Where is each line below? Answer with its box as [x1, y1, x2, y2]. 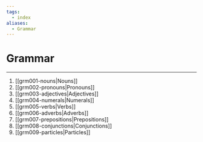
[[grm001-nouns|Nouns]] [14, 77, 78, 85]
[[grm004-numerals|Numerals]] [14, 97, 95, 104]
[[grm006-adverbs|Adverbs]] [14, 109, 89, 117]
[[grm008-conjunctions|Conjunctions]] [14, 122, 112, 130]
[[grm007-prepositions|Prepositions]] [14, 116, 109, 123]
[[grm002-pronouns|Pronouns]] [14, 84, 95, 91]
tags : [6, 8, 20, 15]
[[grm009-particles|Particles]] [14, 129, 91, 136]
